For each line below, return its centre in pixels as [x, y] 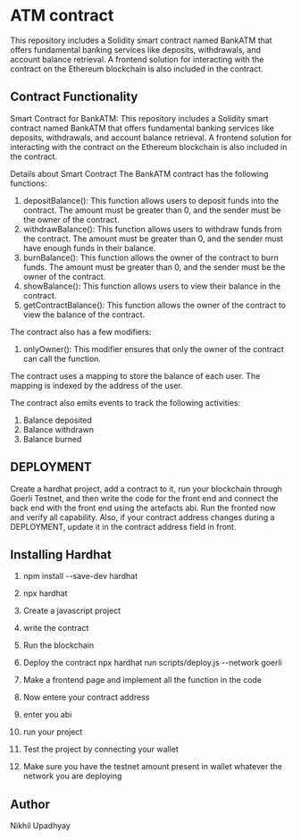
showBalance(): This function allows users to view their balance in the [152, 286]
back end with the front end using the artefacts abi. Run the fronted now [143, 508]
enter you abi [47, 715]
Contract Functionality [74, 97]
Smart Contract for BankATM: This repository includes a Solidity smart [139, 118]
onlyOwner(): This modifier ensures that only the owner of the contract [153, 349]
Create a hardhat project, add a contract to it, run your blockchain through [146, 489]
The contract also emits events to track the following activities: [125, 402]
